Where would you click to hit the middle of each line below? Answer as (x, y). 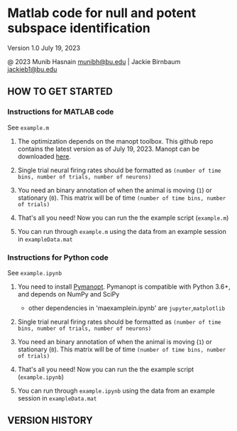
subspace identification (79, 28)
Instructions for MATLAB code (61, 112)
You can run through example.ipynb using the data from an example (116, 390)
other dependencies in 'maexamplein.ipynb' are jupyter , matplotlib (127, 308)
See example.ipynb (35, 272)
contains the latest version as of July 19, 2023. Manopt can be (109, 149)
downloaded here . (44, 156)
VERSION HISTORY (50, 421)
